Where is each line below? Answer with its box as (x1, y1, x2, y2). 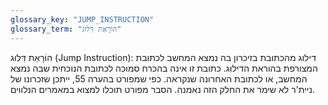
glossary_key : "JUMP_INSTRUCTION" (10, 14, 155, 25)
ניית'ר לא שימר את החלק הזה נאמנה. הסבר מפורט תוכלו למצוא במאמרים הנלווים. (10, 83, 315, 95)
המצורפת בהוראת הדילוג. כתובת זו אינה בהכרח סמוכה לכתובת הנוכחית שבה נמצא (10, 62, 318, 74)
